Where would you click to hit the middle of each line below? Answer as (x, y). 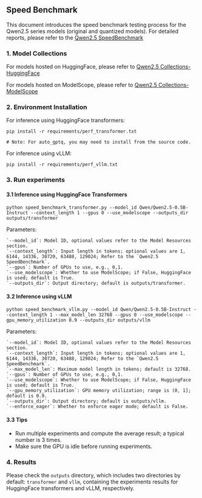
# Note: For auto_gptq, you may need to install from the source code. (99, 142)
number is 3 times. (38, 440)
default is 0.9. (27, 396)
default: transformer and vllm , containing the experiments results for (92, 482)
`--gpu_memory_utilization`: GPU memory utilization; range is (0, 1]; (99, 390)
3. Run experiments (36, 180)
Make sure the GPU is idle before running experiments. (84, 446)
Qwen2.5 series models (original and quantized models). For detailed (93, 31)
